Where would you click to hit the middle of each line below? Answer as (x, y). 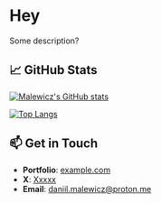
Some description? (44, 41)
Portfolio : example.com (66, 170)
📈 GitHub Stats (53, 70)
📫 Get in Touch (54, 144)
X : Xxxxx (39, 179)
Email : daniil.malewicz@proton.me (87, 189)
